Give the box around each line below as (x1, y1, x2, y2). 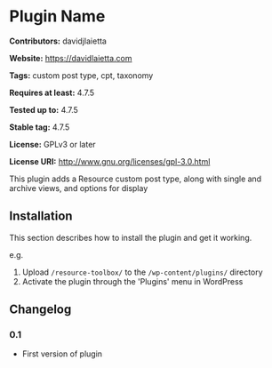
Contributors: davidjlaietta (9, 36, 107, 46)
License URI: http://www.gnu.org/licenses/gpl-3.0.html (9, 156, 211, 166)
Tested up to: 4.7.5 (9, 104, 78, 115)
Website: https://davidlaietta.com (9, 52, 132, 63)
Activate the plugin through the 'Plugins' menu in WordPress (21, 276, 244, 286)
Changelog (9, 302, 72, 317)
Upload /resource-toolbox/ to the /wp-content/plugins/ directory (21, 267, 264, 277)
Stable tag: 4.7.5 (9, 122, 70, 132)
